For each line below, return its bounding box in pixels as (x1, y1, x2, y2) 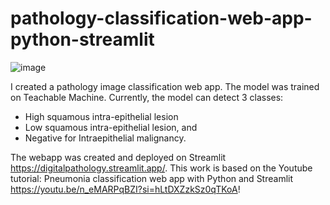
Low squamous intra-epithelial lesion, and (24, 121, 198, 133)
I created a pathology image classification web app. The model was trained (10, 80, 320, 92)
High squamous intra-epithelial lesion (24, 110, 179, 122)
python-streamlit (10, 28, 155, 51)
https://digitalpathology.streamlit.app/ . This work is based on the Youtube (10, 162, 313, 174)
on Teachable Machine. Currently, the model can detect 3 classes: (10, 91, 284, 103)
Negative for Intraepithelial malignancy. (24, 132, 187, 144)
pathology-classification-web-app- (10, 7, 313, 30)
